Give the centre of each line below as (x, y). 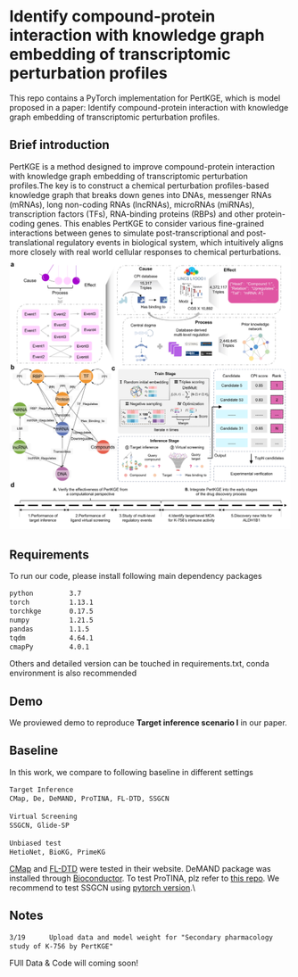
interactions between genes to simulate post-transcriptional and (127, 233)
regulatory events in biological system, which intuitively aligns (170, 242)
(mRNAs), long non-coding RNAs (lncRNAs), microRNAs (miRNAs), (132, 204)
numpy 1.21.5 (51, 621)
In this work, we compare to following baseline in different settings (132, 772)
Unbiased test (36, 843)
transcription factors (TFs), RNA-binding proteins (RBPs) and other (132, 214)
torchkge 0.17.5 (51, 612)
